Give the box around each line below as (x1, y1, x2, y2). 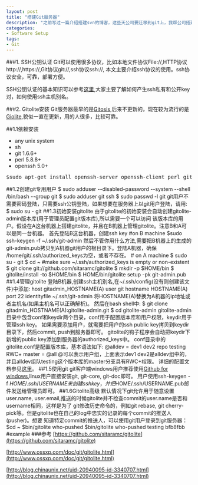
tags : (6, 36, 19, 42)
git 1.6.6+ (14, 150, 37, 157)
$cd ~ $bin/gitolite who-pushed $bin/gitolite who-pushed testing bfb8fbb (6, 423, 186, 430)
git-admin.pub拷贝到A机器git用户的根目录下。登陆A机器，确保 (6, 244, 157, 251)
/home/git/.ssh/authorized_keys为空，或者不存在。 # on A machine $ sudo (6, 252, 187, 259)
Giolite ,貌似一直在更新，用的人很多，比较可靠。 (6, 113, 121, 120)
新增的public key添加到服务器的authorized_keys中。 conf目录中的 (6, 335, 166, 342)
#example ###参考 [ (6, 430, 55, 437)
